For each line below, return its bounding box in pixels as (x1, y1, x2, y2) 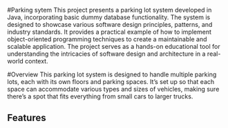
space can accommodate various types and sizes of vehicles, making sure (7, 85, 220, 93)
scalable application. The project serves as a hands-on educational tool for (7, 43, 220, 50)
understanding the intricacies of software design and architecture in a (7, 50, 206, 58)
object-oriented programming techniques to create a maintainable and (7, 35, 207, 43)
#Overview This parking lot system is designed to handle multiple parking (7, 70, 217, 78)
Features (7, 112, 46, 124)
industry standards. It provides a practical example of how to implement (7, 28, 212, 36)
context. (24, 57, 48, 65)
